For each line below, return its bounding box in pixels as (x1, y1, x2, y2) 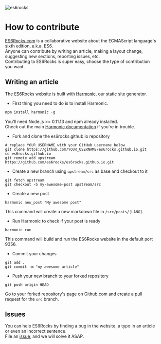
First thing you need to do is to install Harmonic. (12, 100, 108, 106)
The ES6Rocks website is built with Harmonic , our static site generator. (5, 91, 147, 97)
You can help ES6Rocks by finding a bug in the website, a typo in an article (5, 323, 155, 329)
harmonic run (5, 227, 32, 232)
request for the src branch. (5, 296, 59, 302)
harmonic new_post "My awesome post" (5, 200, 82, 205)
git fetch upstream (5, 178, 45, 182)
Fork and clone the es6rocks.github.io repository (12, 133, 110, 139)
